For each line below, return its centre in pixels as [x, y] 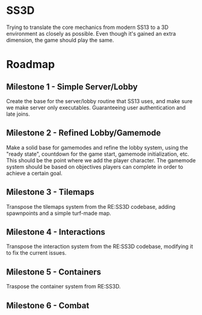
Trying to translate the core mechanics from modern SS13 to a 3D [87, 27]
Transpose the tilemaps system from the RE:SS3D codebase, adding [91, 206]
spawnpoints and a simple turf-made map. [59, 213]
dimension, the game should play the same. [60, 40]
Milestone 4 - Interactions [56, 232]
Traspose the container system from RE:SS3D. [64, 287]
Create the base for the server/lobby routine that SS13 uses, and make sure [99, 101]
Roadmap [31, 65]
